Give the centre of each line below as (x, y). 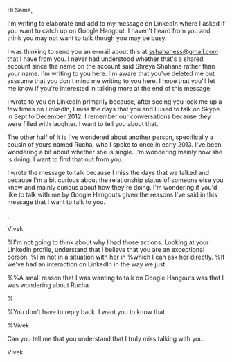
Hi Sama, (20, 10)
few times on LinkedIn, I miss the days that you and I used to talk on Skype (114, 109)
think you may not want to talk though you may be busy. (87, 38)
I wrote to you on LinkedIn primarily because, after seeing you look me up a (115, 102)
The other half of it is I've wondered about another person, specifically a (110, 137)
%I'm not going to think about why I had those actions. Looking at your (108, 242)
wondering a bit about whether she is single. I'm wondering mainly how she (115, 152)
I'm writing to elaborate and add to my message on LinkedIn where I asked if (116, 23)
